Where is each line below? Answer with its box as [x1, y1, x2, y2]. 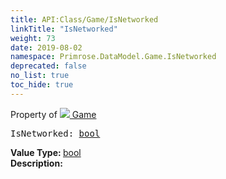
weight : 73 [10, 33, 56, 43]
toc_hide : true [10, 80, 74, 90]
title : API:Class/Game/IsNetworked [10, 14, 159, 25]
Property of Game [10, 108, 97, 120]
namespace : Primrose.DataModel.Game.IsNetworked [10, 52, 217, 62]
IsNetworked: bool [10, 127, 101, 139]
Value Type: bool [10, 146, 82, 158]
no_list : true [10, 71, 70, 81]
